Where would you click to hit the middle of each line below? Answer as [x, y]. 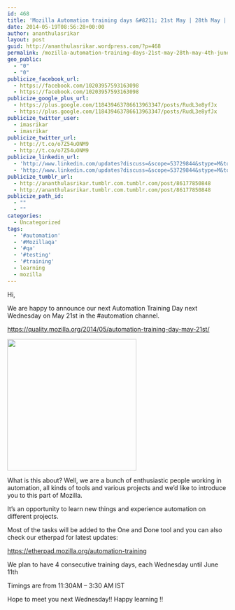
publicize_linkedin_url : [43, 157]
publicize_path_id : [36, 196]
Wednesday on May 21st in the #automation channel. [83, 316]
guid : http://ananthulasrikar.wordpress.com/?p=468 [84, 46]
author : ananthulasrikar [43, 33]
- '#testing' [33, 255]
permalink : [23, 53]
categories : [24, 216]
